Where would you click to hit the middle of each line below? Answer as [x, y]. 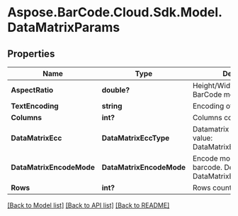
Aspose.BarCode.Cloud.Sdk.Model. [115, 12]
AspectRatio [32, 90]
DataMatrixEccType [136, 138]
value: [203, 138]
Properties [31, 54]
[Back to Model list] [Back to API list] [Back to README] [89, 205]
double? [115, 90]
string [112, 106]
